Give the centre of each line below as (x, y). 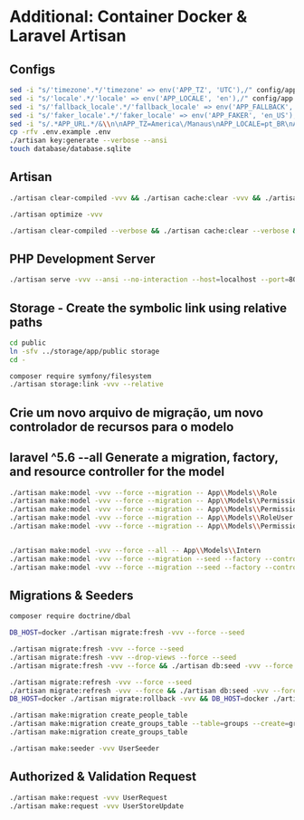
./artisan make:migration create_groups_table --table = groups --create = (149, 724)
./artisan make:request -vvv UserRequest (89, 797)
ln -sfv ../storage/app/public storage (85, 351)
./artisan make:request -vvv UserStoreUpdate (96, 806)
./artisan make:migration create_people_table (99, 715)
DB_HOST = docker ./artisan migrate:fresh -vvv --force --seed (127, 633)
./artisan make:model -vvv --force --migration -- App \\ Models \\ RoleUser (152, 518)
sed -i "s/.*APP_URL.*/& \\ (60, 124)
